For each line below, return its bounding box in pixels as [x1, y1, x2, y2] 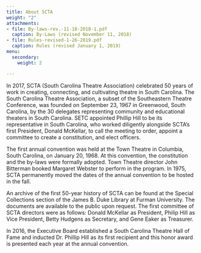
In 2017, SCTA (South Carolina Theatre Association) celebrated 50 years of [6, 81, 194, 89]
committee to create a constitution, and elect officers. [6, 133, 141, 140]
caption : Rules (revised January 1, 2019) [12, 43, 121, 49]
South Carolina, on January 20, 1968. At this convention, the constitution [6, 151, 188, 159]
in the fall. [6, 178, 32, 185]
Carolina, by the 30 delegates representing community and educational [6, 108, 185, 115]
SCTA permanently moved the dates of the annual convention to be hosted [6, 171, 194, 178]
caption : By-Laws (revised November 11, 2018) [12, 32, 132, 38]
